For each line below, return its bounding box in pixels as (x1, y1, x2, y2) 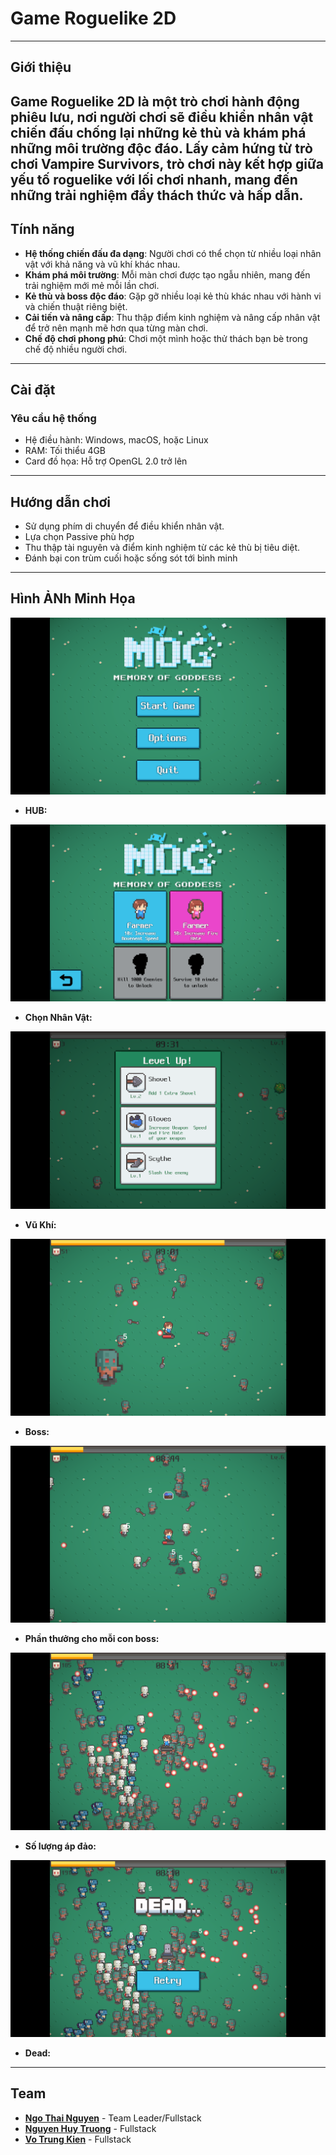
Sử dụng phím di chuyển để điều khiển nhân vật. (24, 520, 225, 532)
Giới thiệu (10, 59, 72, 76)
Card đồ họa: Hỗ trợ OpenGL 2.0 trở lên (24, 455, 188, 467)
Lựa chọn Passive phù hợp (24, 531, 135, 543)
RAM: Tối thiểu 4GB (24, 445, 107, 457)
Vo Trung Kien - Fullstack (24, 2133, 132, 2145)
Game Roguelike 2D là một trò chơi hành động (10, 93, 300, 110)
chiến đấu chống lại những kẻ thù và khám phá (10, 124, 307, 141)
